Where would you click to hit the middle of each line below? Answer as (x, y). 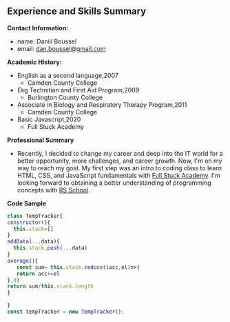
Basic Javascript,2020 (49, 119)
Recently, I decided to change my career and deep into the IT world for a (120, 153)
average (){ (23, 261)
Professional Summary (41, 140)
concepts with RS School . (54, 190)
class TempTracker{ (35, 216)
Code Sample (27, 203)
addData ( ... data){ (33, 242)
